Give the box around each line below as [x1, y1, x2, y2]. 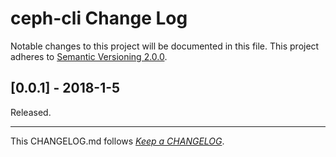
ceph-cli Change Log [10, 7, 188, 30]
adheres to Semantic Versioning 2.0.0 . [10, 50, 168, 62]
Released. [10, 106, 52, 118]
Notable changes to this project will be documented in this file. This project [10, 40, 320, 52]
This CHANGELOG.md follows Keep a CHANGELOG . [10, 135, 225, 147]
